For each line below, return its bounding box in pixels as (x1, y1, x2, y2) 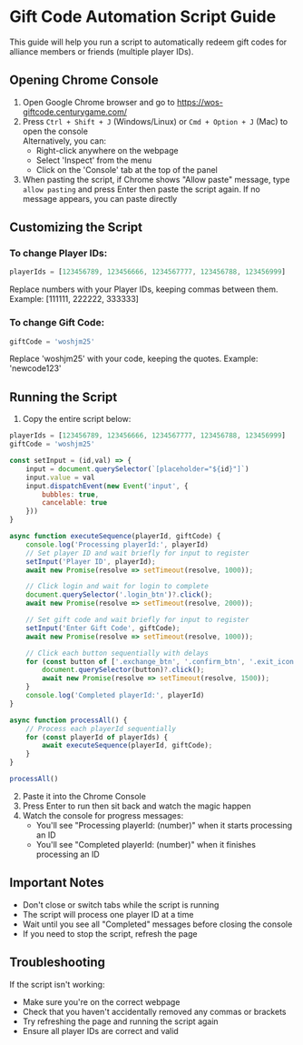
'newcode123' (9, 363, 62, 374)
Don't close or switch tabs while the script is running (22, 899, 220, 910)
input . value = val (25, 473, 95, 482)
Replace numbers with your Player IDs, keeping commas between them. (9, 284, 279, 295)
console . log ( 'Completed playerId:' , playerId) (25, 691, 205, 700)
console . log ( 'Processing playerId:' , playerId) (25, 539, 209, 549)
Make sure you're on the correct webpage (22, 996, 181, 1007)
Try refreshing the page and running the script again (22, 1016, 220, 1027)
